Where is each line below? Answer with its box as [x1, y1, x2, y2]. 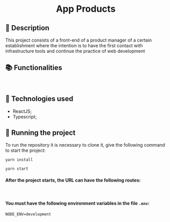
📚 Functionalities [5, 64, 62, 72]
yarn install [5, 157, 33, 163]
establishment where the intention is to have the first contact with [5, 43, 143, 49]
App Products [56, 3, 116, 15]
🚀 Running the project [5, 129, 76, 137]
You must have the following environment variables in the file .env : [5, 200, 150, 207]
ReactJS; [12, 108, 32, 114]
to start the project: [5, 147, 46, 154]
